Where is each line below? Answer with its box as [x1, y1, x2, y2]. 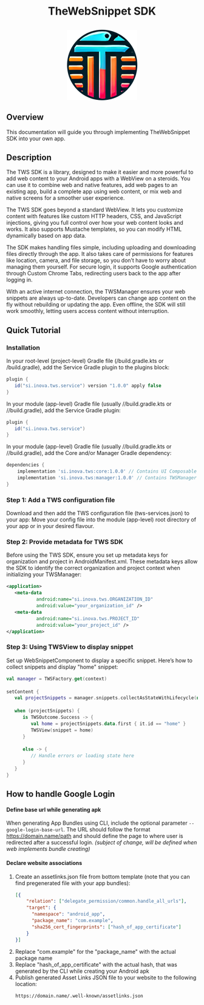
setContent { [6, 688, 39, 695]
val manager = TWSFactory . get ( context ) [6, 675, 107, 682]
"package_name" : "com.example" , [31, 918, 114, 924]
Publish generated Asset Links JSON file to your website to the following [15, 973, 197, 981]
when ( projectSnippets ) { [14, 708, 80, 714]
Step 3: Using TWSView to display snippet [6, 643, 134, 651]
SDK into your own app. [6, 135, 66, 142]
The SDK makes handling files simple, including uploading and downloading [6, 244, 196, 251]
